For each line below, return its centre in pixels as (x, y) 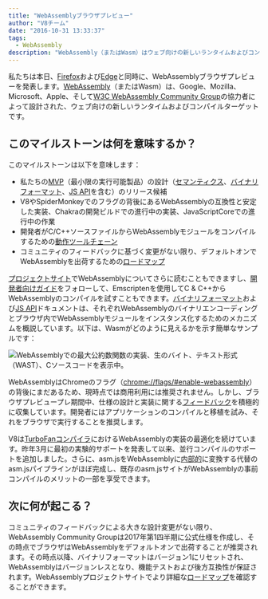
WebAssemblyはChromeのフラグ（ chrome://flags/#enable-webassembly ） (132, 382)
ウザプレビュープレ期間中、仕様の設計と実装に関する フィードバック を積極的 (134, 402)
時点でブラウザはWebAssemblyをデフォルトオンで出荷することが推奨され (136, 546)
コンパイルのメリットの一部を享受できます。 (81, 479)
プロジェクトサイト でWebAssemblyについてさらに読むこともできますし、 (130, 278)
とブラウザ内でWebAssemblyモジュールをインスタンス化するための (119, 318)
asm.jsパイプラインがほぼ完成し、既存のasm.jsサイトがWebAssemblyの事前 (133, 468)
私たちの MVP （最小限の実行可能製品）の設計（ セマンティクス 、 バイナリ (139, 181)
